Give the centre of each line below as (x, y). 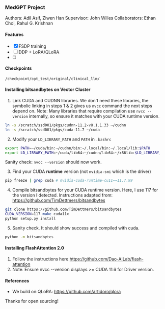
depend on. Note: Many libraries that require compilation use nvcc (79, 111)
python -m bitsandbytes (29, 237)
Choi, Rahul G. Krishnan (29, 23)
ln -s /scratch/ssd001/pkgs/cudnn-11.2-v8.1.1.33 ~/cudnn (66, 125)
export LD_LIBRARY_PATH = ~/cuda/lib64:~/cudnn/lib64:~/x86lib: (70, 153)
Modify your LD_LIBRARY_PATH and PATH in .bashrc (62, 139)
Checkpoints (18, 68)
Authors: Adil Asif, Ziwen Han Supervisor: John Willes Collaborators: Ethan (81, 18)
